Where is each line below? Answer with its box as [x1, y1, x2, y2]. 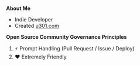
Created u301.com [14, 23, 60, 29]
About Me [6, 5, 31, 12]
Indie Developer [14, 16, 53, 23]
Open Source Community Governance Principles [6, 34, 127, 40]
